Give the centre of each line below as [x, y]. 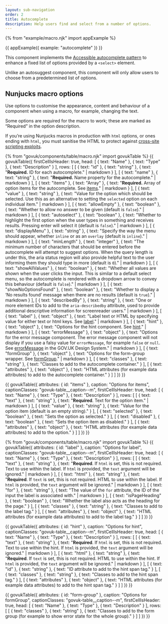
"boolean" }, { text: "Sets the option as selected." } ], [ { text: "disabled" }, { [82, 416]
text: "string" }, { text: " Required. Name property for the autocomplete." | [80, 178]
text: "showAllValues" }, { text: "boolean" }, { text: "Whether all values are [81, 268]
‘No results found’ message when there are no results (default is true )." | [80, 295]
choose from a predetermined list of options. [51, 78]
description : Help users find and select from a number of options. [78, 24]
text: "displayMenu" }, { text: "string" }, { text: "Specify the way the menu [81, 231]
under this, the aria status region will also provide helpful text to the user [80, 258]
